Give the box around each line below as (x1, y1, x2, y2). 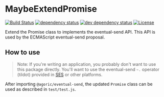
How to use (5, 48, 40, 57)
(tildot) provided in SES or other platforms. (17, 72, 103, 78)
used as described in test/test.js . (5, 86, 76, 92)
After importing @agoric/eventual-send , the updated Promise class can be (5, 81, 153, 87)
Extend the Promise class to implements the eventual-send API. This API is (5, 29, 156, 35)
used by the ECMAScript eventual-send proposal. (5, 34, 105, 40)
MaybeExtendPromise (5, 3, 97, 15)
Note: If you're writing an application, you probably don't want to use (17, 61, 156, 67)
